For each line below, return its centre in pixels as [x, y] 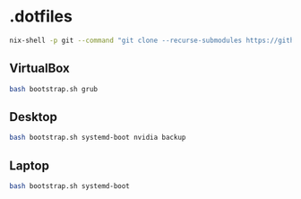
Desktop [34, 117]
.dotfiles [41, 17]
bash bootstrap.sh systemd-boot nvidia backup [98, 138]
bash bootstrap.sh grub [54, 89]
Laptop [29, 165]
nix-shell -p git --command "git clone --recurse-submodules [126, 40]
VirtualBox [39, 69]
